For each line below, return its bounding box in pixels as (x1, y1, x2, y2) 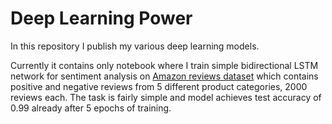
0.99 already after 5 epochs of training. (10, 102, 172, 114)
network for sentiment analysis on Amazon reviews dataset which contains (10, 70, 319, 82)
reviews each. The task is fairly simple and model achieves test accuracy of (10, 91, 322, 103)
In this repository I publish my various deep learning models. (10, 40, 260, 52)
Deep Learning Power (10, 7, 193, 30)
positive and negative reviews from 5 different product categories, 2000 (10, 80, 308, 92)
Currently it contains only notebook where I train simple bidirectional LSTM (10, 59, 319, 71)
